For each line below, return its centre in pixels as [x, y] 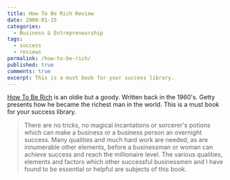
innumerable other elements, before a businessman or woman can [118, 147]
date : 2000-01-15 [32, 20]
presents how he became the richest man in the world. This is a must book [113, 105]
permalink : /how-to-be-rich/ [49, 59]
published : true [30, 65]
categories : [24, 26]
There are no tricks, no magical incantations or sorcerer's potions [117, 126]
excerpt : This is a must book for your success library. [91, 78]
